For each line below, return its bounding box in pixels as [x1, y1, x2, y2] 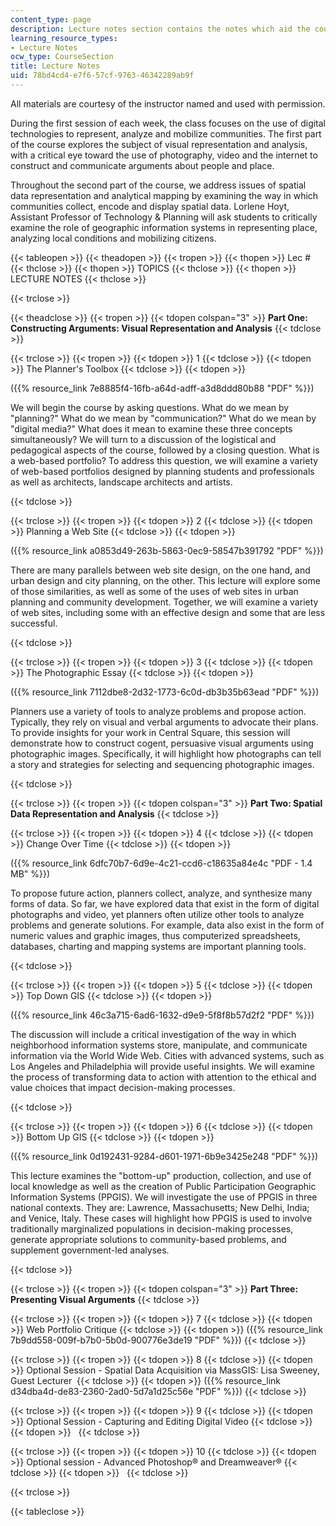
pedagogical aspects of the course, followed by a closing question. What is [10, 444, 320, 456]
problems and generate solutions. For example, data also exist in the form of [10, 919, 325, 931]
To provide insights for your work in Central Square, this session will [10, 726, 291, 738]
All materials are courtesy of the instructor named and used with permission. [10, 97, 326, 110]
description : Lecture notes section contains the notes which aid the [10, 24, 311, 34]
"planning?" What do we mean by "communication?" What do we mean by [10, 412, 317, 424]
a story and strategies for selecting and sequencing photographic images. [10, 758, 315, 770]
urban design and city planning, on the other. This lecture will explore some [10, 574, 321, 586]
